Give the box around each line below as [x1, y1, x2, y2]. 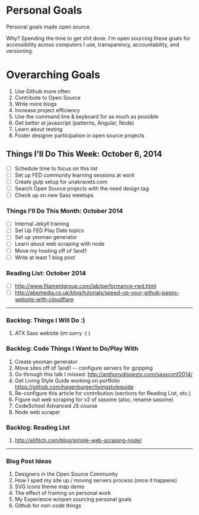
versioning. [6, 47, 34, 54]
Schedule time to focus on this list [14, 164, 98, 172]
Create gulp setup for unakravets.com [14, 178, 108, 185]
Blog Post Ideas [6, 457, 52, 465]
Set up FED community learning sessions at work [14, 171, 135, 179]
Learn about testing [14, 125, 63, 132]
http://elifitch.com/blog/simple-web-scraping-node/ [14, 437, 142, 444]
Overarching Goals [6, 68, 101, 82]
